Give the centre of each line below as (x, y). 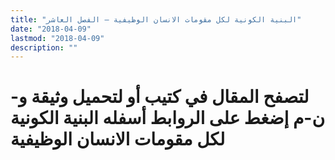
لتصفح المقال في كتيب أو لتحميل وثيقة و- (160, 97)
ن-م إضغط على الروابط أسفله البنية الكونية (168, 118)
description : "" (44, 47)
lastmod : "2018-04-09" (57, 38)
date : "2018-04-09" (51, 29)
